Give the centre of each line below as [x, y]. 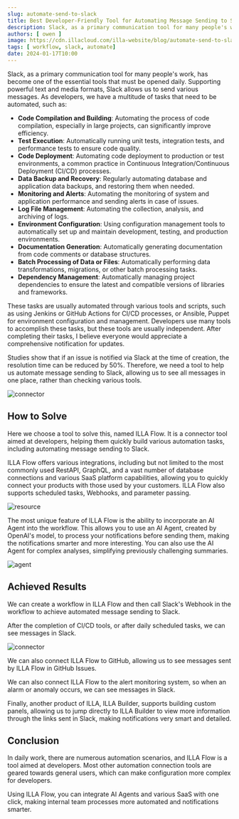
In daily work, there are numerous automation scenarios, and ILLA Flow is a [117, 758]
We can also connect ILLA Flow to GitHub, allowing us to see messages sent [119, 660]
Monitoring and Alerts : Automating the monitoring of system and [113, 194]
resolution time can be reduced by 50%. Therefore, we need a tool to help [116, 365]
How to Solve [37, 416]
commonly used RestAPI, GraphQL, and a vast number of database [106, 470]
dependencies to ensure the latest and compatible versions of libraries [121, 284]
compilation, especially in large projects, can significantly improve [114, 125]
